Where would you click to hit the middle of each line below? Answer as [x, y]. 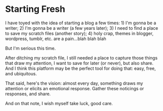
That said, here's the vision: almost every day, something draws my [74, 83]
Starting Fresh [35, 9]
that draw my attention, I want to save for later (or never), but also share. [79, 63]
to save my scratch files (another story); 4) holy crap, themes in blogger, [79, 33]
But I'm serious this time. [31, 48]
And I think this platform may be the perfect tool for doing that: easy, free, [81, 68]
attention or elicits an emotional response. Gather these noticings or [75, 88]
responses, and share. [28, 94]
